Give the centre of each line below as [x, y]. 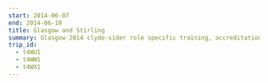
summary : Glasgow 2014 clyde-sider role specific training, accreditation [135, 38]
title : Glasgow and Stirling [57, 30]
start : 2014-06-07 [39, 15]
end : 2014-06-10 [35, 23]
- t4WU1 [28, 52]
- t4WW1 [28, 60]
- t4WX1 [28, 67]
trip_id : [23, 45]
